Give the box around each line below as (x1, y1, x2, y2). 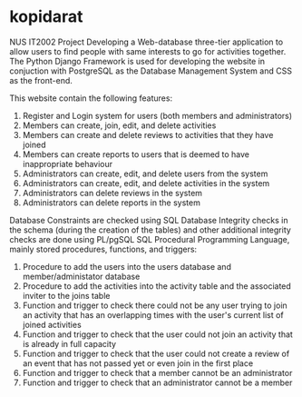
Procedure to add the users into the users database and (22, 261, 231, 272)
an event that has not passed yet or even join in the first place (22, 357, 254, 369)
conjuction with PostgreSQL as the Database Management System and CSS (9, 65, 293, 76)
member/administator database (22, 271, 141, 282)
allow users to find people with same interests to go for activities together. (9, 45, 287, 56)
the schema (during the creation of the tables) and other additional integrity (9, 224, 292, 235)
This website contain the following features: (9, 93, 173, 104)
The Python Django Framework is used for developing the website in (9, 55, 266, 66)
